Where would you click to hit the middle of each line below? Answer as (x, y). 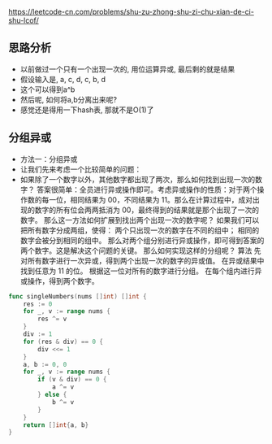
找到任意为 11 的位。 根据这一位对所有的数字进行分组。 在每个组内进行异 (141, 271)
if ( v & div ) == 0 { (72, 380)
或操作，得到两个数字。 (59, 281)
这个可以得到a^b (47, 89)
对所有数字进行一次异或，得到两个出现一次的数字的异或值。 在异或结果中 (142, 260)
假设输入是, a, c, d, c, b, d (63, 79)
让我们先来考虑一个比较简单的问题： (81, 169)
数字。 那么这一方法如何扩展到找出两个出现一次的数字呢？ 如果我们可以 (140, 220)
